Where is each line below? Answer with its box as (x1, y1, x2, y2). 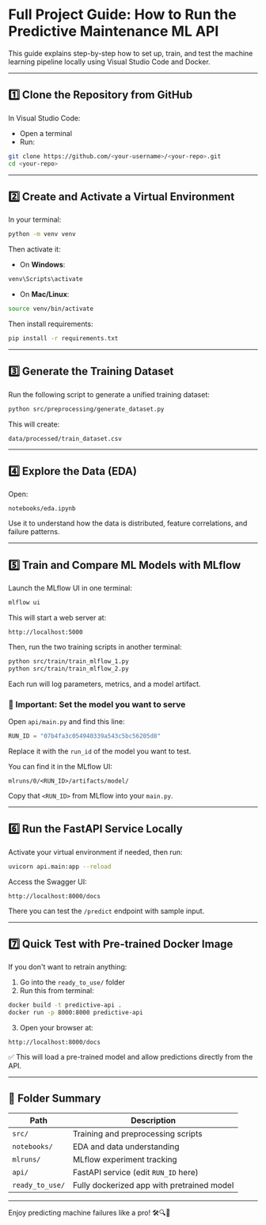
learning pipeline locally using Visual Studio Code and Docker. (8, 57, 211, 66)
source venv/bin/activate (8, 305, 93, 313)
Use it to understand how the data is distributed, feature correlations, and (8, 518, 248, 528)
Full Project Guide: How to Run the (8, 6, 237, 24)
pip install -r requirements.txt (8, 334, 119, 342)
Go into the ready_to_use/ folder (19, 977, 125, 987)
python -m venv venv (8, 230, 77, 238)
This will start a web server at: (8, 613, 107, 622)
